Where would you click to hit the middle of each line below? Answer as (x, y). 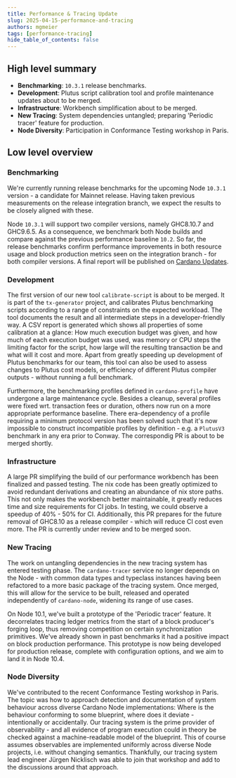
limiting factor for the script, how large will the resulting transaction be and (115, 347)
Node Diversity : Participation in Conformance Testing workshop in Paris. (123, 130)
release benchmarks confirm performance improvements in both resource (114, 246)
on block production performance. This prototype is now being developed (114, 644)
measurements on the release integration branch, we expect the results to (114, 203)
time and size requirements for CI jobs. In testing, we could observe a (108, 507)
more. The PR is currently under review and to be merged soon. (99, 529)
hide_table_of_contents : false (53, 40)
